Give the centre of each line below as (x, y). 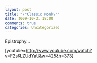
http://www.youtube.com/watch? (59, 51)
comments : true (20, 23)
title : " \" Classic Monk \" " (32, 14)
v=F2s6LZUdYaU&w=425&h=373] (39, 56)
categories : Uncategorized (32, 28)
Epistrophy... (18, 41)
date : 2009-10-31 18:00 (29, 18)
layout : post (18, 9)
